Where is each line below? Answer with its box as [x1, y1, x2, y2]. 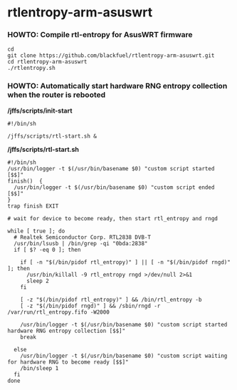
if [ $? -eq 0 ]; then [14, 246, 81, 253]
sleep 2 [26, 277, 50, 284]
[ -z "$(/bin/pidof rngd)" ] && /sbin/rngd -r [20, 302, 161, 309]
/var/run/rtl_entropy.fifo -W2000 [7, 308, 110, 316]
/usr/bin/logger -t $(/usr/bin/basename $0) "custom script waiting [20, 352, 228, 359]
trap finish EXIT [7, 202, 59, 210]
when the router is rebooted [7, 90, 106, 100]
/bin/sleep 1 [20, 364, 59, 371]
